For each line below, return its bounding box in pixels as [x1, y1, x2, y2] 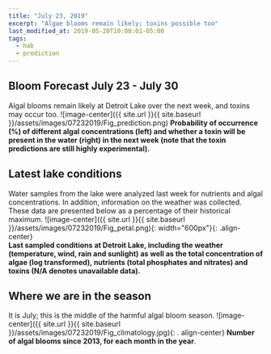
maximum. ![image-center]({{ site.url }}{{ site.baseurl [8, 214, 186, 224]
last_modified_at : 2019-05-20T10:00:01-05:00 [8, 27, 164, 35]
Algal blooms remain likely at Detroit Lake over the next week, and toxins [8, 100, 251, 110]
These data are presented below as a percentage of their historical [8, 205, 231, 215]
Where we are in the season [8, 289, 152, 303]
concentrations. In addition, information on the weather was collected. [8, 197, 243, 207]
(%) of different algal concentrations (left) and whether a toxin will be [8, 126, 246, 136]
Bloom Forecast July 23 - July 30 [8, 79, 179, 93]
